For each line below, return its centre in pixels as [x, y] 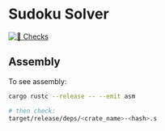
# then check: [32, 111]
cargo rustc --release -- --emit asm [72, 96]
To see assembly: [38, 81]
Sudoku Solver [59, 14]
